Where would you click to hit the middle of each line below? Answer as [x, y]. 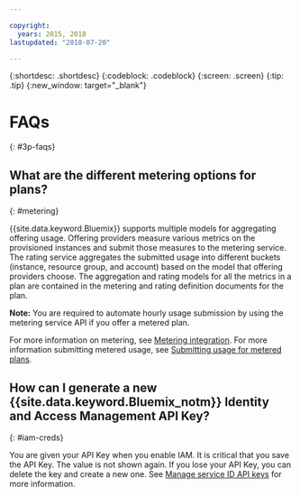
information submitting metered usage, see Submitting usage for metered [145, 350]
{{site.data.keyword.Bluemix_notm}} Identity [140, 402]
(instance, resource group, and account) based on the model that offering [146, 267]
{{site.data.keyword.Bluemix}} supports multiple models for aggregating [143, 229]
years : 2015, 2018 [52, 34]
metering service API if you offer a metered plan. [100, 323]
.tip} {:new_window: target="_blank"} [78, 86]
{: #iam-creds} [36, 437]
